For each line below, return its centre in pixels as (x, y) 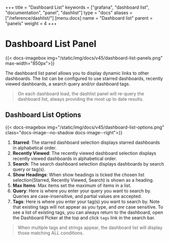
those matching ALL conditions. (51, 233)
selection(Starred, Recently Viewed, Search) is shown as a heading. (83, 180)
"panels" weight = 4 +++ (31, 23)
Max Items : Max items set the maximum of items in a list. (72, 185)
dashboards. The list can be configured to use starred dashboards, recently (84, 78)
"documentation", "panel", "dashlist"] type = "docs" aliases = (69, 13)
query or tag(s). (29, 169)
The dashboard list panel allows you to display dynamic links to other (77, 73)
